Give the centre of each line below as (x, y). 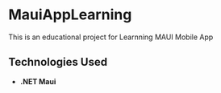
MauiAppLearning (70, 15)
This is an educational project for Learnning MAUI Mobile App (111, 37)
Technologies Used (58, 62)
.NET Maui (38, 81)
